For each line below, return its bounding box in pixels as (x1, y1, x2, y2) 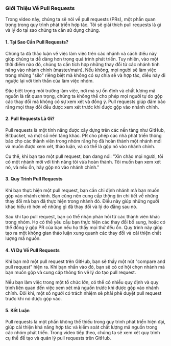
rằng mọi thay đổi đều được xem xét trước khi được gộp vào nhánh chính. (5, 104, 159, 110)
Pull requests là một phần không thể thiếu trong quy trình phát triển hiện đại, (5, 319, 166, 325)
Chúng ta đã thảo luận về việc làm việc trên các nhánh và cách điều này (5, 50, 157, 56)
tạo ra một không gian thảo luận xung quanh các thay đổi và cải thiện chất (5, 230, 161, 236)
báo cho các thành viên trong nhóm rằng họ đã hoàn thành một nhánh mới (5, 138, 162, 144)
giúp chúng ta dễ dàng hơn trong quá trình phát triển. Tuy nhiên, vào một (5, 56, 159, 62)
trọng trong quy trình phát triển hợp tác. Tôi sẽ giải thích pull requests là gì (5, 22, 161, 28)
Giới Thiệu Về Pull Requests (5, 5, 75, 12)
